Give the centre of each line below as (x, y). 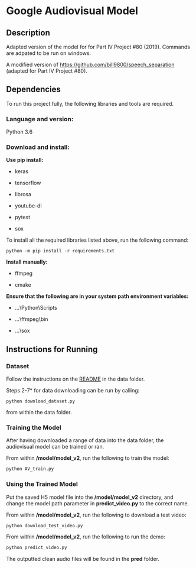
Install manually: (27, 262)
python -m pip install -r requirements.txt (61, 251)
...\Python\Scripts (36, 308)
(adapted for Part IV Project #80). (47, 71)
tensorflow (28, 183)
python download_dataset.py (41, 401)
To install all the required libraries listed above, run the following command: (97, 240)
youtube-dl (28, 206)
